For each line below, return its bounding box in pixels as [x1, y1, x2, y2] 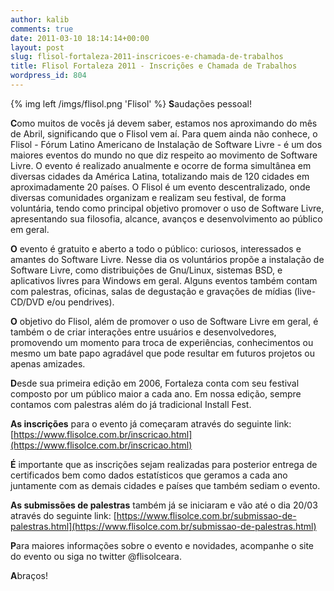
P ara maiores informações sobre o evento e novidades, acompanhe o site [10, 539, 315, 551]
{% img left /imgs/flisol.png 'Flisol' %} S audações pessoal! [10, 97, 253, 110]
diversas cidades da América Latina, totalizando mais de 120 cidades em [10, 170, 310, 182]
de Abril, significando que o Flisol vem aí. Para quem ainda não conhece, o [10, 127, 318, 140]
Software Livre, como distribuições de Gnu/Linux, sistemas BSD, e [10, 264, 283, 276]
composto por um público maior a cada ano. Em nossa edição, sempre [10, 387, 302, 400]
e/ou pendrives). [46, 296, 115, 308]
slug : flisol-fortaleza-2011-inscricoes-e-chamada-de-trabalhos [10, 52, 284, 62]
